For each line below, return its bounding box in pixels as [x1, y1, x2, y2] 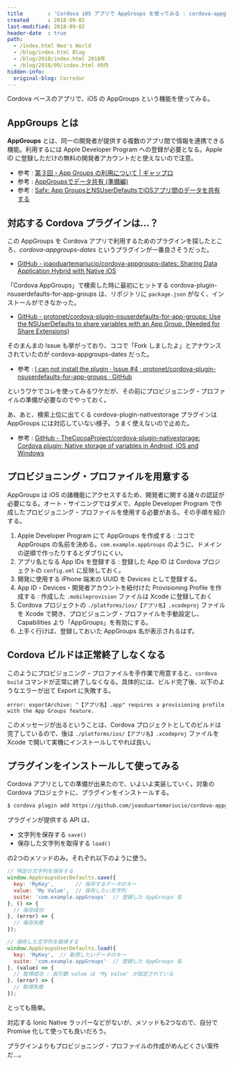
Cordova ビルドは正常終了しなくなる [7, 649, 166, 661]
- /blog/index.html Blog [13, 49, 85, 56]
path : [7, 36, 23, 43]
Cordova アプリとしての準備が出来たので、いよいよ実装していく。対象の [7, 780, 215, 788]
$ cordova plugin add [7, 803, 70, 810]
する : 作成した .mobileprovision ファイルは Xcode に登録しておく [23, 592, 213, 601]
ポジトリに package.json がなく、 [116, 290, 212, 298]
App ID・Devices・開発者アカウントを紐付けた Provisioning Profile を [17, 583, 216, 592]
